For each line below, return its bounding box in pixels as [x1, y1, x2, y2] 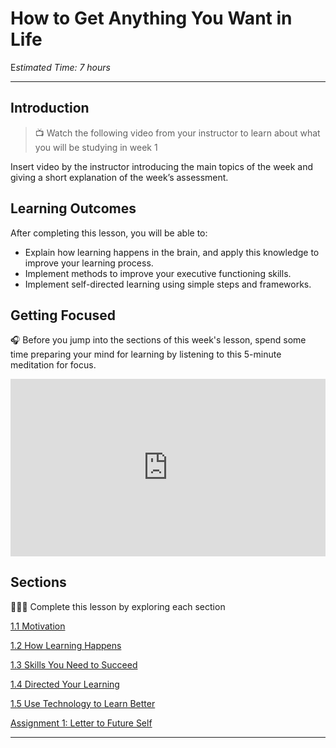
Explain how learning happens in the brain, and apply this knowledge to [24, 246, 320, 258]
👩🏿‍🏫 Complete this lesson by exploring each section [10, 600, 226, 612]
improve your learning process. [24, 257, 154, 269]
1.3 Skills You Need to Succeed [10, 658, 138, 671]
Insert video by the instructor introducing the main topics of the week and [10, 160, 314, 172]
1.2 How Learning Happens [10, 639, 122, 651]
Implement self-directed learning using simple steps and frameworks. [24, 278, 312, 290]
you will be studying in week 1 [34, 141, 158, 153]
